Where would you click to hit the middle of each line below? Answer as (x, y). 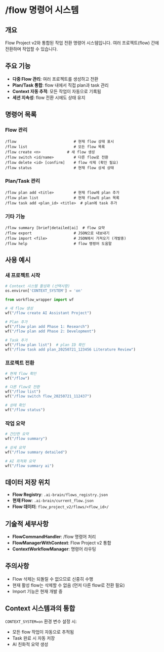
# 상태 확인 (15, 405)
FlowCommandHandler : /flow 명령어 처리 (54, 537)
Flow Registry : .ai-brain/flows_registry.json (60, 495)
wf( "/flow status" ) (25, 410)
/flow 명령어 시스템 (42, 10)
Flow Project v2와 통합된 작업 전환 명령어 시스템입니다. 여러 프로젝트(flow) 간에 (82, 43)
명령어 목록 (21, 115)
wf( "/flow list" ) (23, 392)
